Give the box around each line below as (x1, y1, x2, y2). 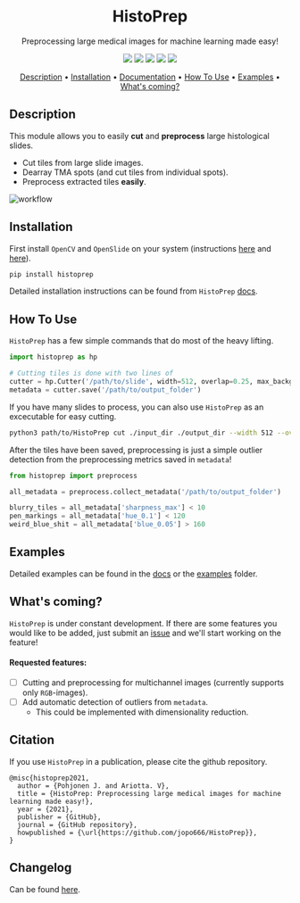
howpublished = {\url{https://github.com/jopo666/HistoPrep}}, (17, 828, 257, 837)
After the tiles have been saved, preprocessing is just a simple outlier (9, 444, 263, 455)
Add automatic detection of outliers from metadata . (21, 696, 208, 707)
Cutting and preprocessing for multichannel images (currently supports (21, 676, 284, 688)
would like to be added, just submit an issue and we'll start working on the (9, 627, 282, 638)
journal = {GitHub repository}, (17, 820, 138, 829)
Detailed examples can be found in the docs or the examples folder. (9, 568, 258, 579)
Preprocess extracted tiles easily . (21, 176, 146, 186)
